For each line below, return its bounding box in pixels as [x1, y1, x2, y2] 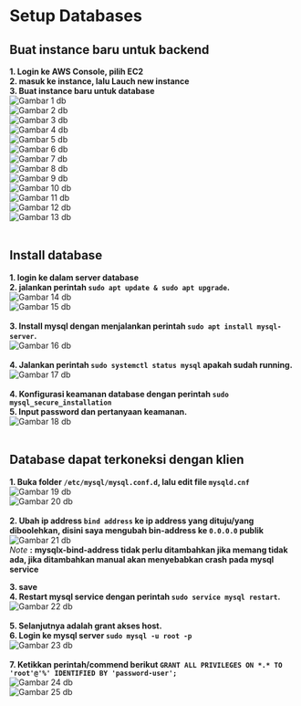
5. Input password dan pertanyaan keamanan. [9, 406, 188, 416]
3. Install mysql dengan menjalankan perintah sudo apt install [9, 321, 254, 332]
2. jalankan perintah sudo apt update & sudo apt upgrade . [9, 281, 231, 292]
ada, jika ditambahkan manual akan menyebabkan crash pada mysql [9, 553, 275, 564]
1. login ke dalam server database [9, 271, 140, 283]
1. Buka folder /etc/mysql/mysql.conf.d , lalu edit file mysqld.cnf [9, 476, 250, 487]
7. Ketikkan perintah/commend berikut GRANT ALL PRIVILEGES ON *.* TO [9, 659, 283, 669]
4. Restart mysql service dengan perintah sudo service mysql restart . [9, 591, 281, 602]
